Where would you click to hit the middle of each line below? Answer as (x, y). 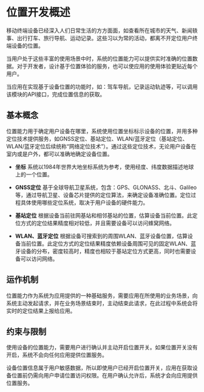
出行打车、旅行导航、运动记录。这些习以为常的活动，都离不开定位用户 (104, 38)
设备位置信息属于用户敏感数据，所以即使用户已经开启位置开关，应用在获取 (99, 368)
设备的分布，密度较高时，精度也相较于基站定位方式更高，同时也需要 (106, 251)
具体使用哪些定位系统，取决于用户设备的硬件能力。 (84, 202)
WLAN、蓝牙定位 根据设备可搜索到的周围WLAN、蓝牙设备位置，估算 (101, 236)
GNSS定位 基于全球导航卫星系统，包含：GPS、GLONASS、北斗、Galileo (106, 187)
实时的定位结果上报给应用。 (41, 311)
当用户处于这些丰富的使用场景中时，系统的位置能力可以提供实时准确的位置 (99, 58)
